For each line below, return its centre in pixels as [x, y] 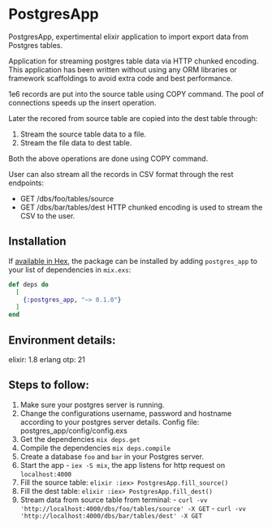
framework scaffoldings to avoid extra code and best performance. [121, 78]
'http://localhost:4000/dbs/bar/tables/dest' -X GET [111, 516]
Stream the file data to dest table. [76, 142]
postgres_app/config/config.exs [73, 431]
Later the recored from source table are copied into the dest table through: [133, 118]
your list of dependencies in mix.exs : [70, 270]
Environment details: [62, 340]
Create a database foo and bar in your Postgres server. [112, 457]
